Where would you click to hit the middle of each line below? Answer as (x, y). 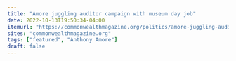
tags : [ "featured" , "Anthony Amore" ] (63, 40)
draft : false (26, 46)
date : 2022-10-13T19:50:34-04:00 (56, 20)
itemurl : (20, 27)
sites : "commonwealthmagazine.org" (59, 33)
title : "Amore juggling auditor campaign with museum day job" (102, 14)
